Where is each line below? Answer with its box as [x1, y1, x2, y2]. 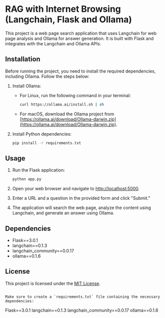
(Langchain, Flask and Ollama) [5, 14, 132, 25]
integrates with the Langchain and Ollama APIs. [5, 40, 101, 46]
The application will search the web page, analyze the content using [12, 205, 151, 211]
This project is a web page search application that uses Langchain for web [5, 30, 157, 36]
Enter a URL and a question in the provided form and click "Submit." [12, 195, 151, 201]
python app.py [12, 177, 41, 182]
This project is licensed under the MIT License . [5, 280, 101, 286]
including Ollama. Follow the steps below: [5, 73, 90, 79]
